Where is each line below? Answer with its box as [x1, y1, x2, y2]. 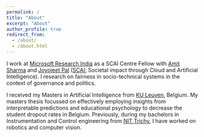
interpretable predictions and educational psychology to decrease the [6, 104, 183, 111]
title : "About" [6, 15, 45, 21]
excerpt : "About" [6, 20, 51, 26]
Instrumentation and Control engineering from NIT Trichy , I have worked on [6, 117, 196, 124]
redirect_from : [6, 32, 45, 38]
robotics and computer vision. [6, 124, 82, 131]
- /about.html [12, 43, 48, 50]
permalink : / [6, 9, 40, 15]
